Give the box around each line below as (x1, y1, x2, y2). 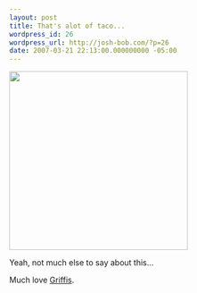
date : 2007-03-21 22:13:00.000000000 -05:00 (9, 46, 177, 55)
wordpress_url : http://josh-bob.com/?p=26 (9, 38, 169, 47)
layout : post (9, 13, 58, 22)
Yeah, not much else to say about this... (9, 257, 154, 268)
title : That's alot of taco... (9, 21, 126, 30)
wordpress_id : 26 (9, 29, 74, 38)
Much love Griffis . (9, 274, 75, 286)
